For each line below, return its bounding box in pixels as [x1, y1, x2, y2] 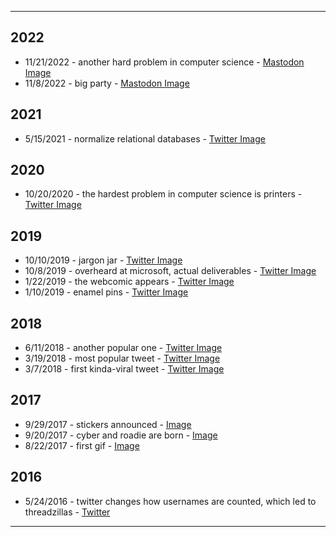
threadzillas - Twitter [24, 506, 111, 518]
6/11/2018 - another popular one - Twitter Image [24, 342, 223, 354]
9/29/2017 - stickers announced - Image [24, 418, 192, 430]
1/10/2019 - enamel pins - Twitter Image [24, 286, 189, 298]
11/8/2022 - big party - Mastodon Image [24, 77, 190, 89]
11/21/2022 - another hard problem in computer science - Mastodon [24, 56, 305, 68]
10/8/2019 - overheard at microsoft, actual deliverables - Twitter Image [24, 265, 317, 277]
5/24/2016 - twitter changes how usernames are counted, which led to [24, 495, 317, 507]
